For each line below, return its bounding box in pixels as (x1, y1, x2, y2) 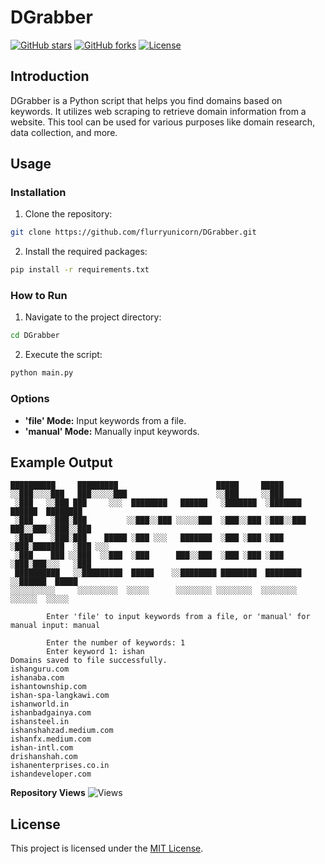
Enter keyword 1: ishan (46, 647, 145, 657)
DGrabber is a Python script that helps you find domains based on (10, 94, 283, 106)
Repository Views (10, 787, 86, 799)
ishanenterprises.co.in (10, 761, 110, 771)
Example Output (10, 454, 113, 471)
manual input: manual (10, 621, 101, 631)
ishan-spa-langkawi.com (10, 691, 110, 701)
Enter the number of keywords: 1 (46, 638, 186, 648)
